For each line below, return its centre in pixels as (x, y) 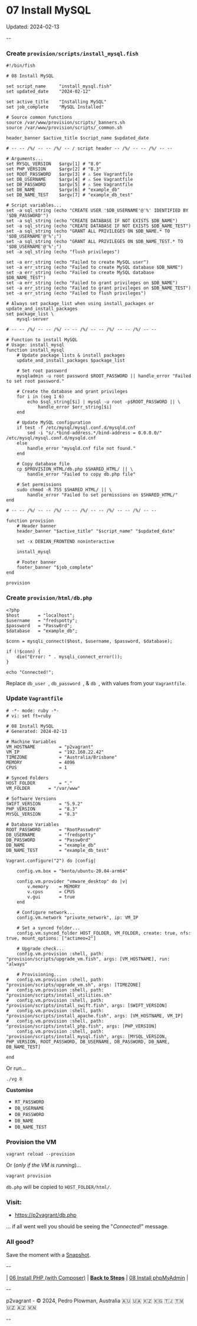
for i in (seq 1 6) (41, 397)
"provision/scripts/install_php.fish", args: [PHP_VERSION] (82, 1026)
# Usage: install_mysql (35, 345)
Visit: (14, 1202)
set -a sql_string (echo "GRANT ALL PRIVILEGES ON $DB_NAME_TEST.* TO (95, 242)
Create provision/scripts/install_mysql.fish (72, 53)
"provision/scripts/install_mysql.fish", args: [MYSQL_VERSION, (87, 1036)
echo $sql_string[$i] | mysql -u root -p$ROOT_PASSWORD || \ (104, 402)
